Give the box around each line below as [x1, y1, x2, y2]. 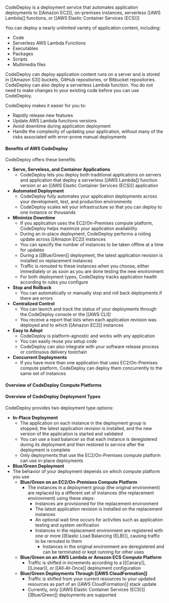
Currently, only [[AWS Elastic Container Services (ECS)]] [27, 586, 145, 592]
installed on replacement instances [20, 258, 93, 264]
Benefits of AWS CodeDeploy [5, 145, 68, 151]
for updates [20, 247, 44, 253]
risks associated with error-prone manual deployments [12, 134, 127, 140]
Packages [12, 51, 34, 57]
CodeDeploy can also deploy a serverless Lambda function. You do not [5, 82, 153, 88]
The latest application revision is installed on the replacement [35, 506, 163, 512]
